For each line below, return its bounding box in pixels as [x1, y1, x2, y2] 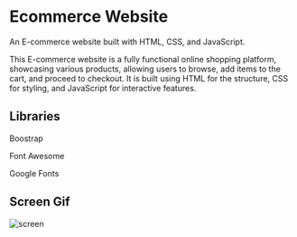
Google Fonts [9, 167, 60, 178]
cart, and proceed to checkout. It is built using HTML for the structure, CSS [9, 72, 289, 83]
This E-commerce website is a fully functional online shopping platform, [9, 53, 277, 64]
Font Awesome [9, 150, 65, 161]
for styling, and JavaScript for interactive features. [9, 82, 197, 93]
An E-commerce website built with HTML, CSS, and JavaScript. [9, 36, 246, 47]
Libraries [9, 109, 60, 124]
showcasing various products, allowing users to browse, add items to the [9, 63, 282, 74]
